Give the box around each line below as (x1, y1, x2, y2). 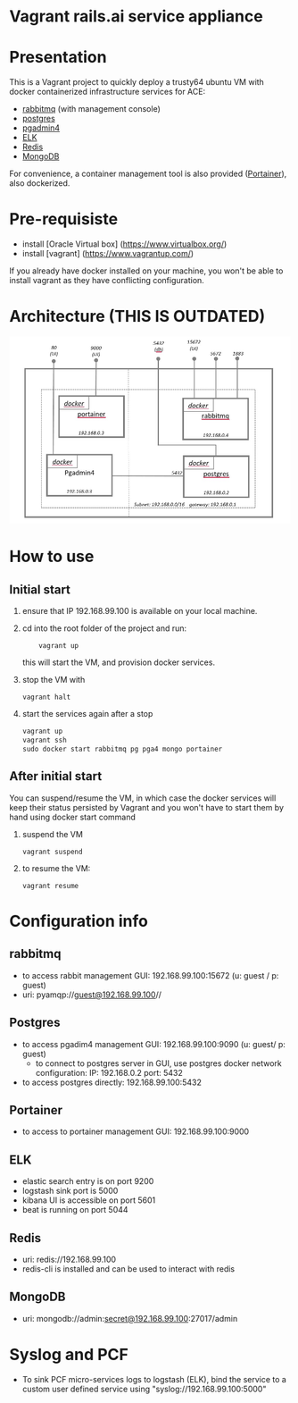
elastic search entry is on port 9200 (21, 1176, 154, 1187)
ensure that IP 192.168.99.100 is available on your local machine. (21, 605, 258, 616)
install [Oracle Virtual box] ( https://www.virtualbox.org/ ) (21, 239, 228, 249)
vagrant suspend (21, 847, 83, 856)
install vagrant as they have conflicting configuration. (9, 275, 205, 286)
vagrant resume (21, 881, 79, 890)
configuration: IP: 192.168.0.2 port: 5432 (35, 1067, 183, 1078)
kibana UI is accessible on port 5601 (21, 1195, 156, 1206)
